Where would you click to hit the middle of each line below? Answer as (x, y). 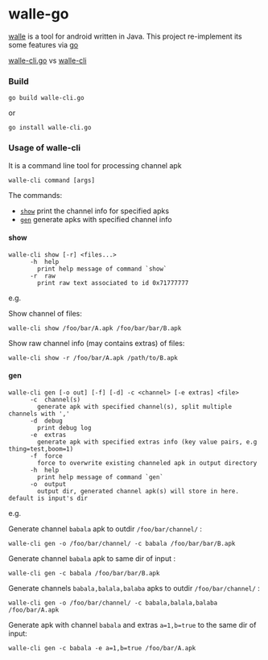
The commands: (35, 195)
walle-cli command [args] (52, 180)
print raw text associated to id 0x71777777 (113, 283)
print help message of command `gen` (100, 477)
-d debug (46, 421)
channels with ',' (39, 414)
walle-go (39, 14)
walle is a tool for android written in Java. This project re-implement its (126, 36)
